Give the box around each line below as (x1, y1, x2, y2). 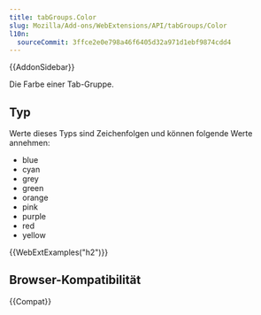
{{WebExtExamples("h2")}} (9, 247, 109, 257)
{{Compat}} (9, 296, 51, 306)
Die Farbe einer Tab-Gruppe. (9, 79, 114, 89)
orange (21, 192, 49, 204)
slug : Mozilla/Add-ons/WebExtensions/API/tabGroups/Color (9, 21, 227, 30)
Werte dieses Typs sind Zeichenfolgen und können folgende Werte (9, 128, 253, 139)
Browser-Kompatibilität (9, 273, 142, 288)
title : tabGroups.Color (9, 12, 97, 22)
